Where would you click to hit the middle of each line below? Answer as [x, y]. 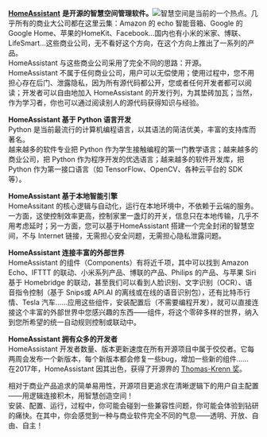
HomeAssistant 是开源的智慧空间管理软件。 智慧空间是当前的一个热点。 [130, 13]
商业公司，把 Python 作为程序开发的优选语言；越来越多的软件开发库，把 [126, 159]
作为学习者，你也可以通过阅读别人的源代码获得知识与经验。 [106, 102]
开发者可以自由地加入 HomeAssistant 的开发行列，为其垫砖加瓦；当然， [139, 93]
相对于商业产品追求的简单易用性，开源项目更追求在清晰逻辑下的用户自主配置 [133, 386]
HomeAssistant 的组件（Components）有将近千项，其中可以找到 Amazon [128, 263]
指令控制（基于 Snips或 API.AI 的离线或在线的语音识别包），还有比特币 [129, 292]
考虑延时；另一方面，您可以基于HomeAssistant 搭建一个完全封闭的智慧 [131, 226]
